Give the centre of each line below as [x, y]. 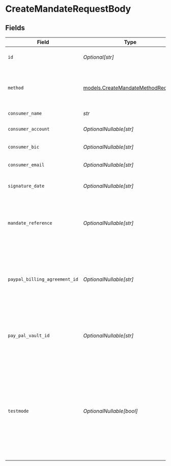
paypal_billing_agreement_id [43, 279]
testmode [18, 411]
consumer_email [26, 165]
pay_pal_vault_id [29, 336]
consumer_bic [24, 147]
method [16, 88]
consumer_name [25, 113]
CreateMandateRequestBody [68, 9]
